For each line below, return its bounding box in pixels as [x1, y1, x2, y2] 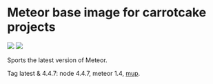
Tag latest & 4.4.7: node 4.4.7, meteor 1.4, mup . [7, 69, 141, 77]
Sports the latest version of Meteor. [7, 56, 108, 64]
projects [7, 19, 57, 35]
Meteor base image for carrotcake [7, 5, 207, 20]
